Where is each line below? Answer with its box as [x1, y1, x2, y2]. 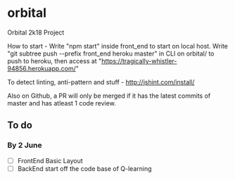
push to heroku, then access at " [7, 56, 102, 65]
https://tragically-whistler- [101, 56, 177, 65]
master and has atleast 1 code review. [7, 98, 116, 107]
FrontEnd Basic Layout [17, 156, 83, 165]
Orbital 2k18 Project [7, 28, 65, 37]
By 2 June [7, 141, 42, 150]
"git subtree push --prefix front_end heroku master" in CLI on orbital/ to [7, 49, 215, 58]
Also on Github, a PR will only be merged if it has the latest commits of [7, 91, 211, 100]
